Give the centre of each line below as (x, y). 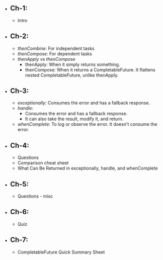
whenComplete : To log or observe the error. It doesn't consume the (87, 124)
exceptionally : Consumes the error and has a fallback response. (84, 103)
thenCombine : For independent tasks (56, 48)
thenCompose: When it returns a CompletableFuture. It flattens (90, 69)
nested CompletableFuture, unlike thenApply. (72, 75)
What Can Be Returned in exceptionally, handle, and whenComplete (88, 168)
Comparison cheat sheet (43, 163)
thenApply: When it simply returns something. (72, 64)
